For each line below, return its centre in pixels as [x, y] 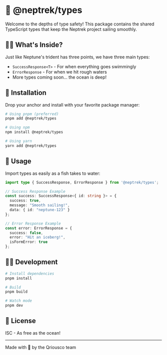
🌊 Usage [18, 161]
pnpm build [16, 292]
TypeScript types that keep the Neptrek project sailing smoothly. [71, 29]
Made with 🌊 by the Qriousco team [41, 347]
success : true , [25, 201]
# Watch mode [19, 301]
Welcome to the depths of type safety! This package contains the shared [80, 24]
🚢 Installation [26, 93]
